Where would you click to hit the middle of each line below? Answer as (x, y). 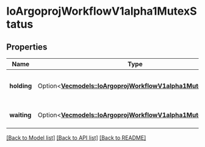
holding (21, 86)
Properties (27, 47)
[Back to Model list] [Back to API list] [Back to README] (76, 138)
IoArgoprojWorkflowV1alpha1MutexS (102, 11)
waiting (20, 115)
